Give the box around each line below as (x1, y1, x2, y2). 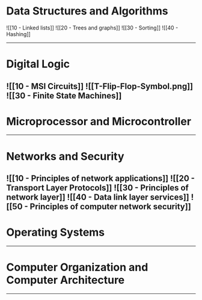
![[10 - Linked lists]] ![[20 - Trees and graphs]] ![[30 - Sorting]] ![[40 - (6, 24, 179, 31)
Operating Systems (6, 225, 105, 239)
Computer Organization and (6, 260, 148, 274)
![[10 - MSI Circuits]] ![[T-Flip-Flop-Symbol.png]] (6, 81, 194, 91)
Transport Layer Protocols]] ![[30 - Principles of (6, 183, 189, 193)
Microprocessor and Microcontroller (6, 114, 191, 128)
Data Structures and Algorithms (6, 4, 168, 18)
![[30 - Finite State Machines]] (6, 90, 122, 100)
